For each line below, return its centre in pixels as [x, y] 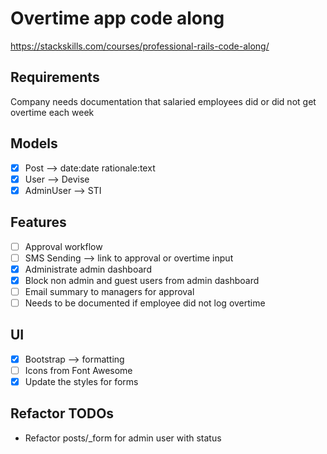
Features [38, 222]
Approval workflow [63, 246]
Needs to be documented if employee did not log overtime [145, 303]
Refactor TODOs [62, 413]
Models [34, 143]
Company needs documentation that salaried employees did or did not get [163, 101]
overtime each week [52, 112]
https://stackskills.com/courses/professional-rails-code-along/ [140, 46]
